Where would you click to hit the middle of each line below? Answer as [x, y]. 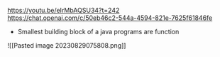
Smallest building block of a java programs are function [98, 32]
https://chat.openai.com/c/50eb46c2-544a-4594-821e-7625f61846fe [110, 18]
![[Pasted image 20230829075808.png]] [67, 45]
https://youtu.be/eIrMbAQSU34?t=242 [64, 10]
